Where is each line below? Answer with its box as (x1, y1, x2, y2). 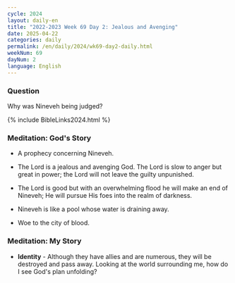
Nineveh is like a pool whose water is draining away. (17, 205, 169, 213)
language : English (7, 63, 61, 70)
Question (7, 86, 40, 96)
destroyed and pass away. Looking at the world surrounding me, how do (17, 260, 229, 268)
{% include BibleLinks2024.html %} (7, 115, 111, 124)
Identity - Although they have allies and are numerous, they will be (17, 252, 212, 260)
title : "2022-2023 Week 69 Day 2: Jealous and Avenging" (7, 23, 179, 30)
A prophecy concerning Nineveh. (17, 149, 114, 158)
